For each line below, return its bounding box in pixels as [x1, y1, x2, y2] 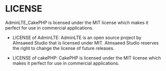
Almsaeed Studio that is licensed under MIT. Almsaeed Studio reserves [12, 39, 159, 45]
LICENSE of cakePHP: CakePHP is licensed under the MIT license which [12, 54, 161, 60]
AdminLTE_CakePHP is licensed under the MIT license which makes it [5, 19, 148, 25]
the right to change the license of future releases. [12, 45, 115, 51]
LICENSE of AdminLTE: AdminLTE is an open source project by [12, 34, 141, 40]
